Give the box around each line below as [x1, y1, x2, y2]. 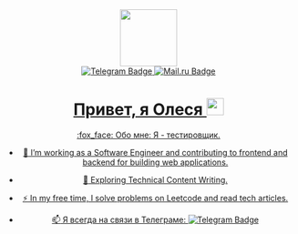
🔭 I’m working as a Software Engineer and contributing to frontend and [22, 147, 289, 158]
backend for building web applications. [82, 157, 229, 168]
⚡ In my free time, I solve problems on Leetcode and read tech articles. [22, 192, 289, 203]
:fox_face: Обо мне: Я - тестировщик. [77, 129, 221, 140]
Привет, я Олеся [73, 99, 203, 120]
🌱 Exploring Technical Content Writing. [83, 174, 228, 185]
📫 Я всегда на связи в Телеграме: [51, 214, 187, 225]
